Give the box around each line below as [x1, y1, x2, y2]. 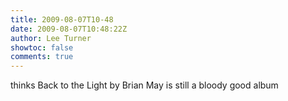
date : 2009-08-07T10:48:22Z [10, 24, 128, 34]
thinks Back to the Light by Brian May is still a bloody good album [10, 79, 279, 91]
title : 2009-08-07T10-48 [10, 14, 114, 25]
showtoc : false [10, 42, 74, 53]
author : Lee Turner [10, 33, 92, 43]
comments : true [10, 52, 74, 62]
